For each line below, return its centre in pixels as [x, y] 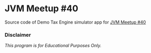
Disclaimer [18, 35]
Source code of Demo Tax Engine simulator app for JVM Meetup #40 [75, 22]
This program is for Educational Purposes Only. [53, 46]
